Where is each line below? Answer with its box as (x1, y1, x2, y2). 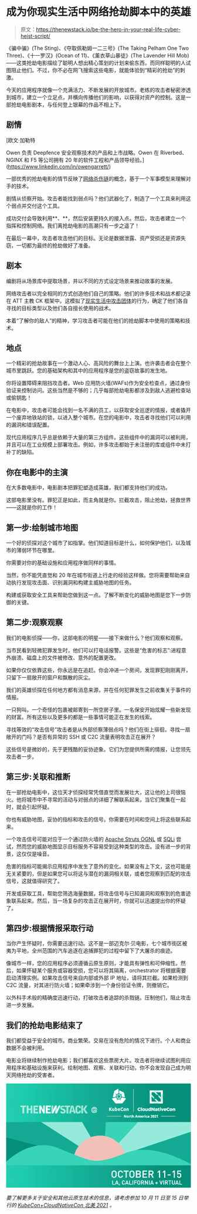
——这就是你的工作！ (6, 504, 57, 511)
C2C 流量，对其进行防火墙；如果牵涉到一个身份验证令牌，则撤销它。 (6, 982, 172, 989)
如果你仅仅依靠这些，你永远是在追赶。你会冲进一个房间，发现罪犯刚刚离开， (6, 667, 191, 674)
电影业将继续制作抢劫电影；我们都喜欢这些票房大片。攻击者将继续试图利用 (6, 1057, 186, 1064)
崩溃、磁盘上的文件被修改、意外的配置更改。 (11, 654, 119, 661)
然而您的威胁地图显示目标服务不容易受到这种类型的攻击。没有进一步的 (16, 843, 186, 850)
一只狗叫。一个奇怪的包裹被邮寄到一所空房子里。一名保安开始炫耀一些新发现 (6, 706, 191, 713)
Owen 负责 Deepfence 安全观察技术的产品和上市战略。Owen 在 (6, 149, 159, 156)
